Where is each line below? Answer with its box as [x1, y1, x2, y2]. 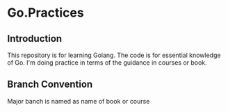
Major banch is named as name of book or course [7, 97, 150, 105]
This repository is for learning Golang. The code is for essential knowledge [7, 51, 221, 59]
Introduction [7, 33, 63, 45]
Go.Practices [7, 5, 85, 21]
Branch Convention [7, 79, 93, 90]
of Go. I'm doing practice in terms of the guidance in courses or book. [7, 58, 207, 67]
